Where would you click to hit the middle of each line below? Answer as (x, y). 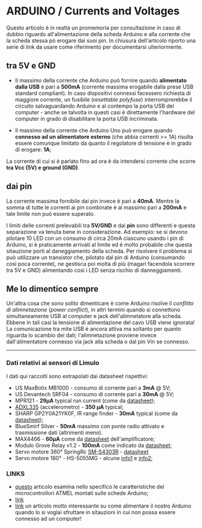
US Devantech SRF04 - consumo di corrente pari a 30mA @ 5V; (94, 394)
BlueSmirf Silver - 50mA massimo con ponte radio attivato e (90, 426)
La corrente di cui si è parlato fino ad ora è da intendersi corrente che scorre (101, 161)
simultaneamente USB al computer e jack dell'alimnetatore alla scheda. (94, 316)
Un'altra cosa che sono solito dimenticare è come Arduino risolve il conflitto (100, 303)
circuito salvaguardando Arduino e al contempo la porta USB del (94, 106)
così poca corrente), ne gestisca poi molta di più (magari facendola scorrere (101, 263)
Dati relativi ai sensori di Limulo (53, 363)
